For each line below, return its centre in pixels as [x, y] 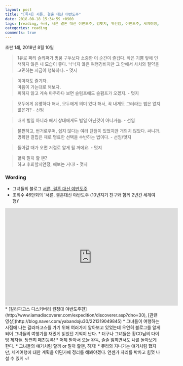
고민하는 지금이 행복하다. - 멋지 [47, 70]
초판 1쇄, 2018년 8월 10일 [30, 47]
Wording [16, 177]
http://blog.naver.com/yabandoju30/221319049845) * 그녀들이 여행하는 [88, 321]
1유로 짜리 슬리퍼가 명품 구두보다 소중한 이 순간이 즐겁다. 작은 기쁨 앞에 [85, 58]
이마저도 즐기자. [32, 81]
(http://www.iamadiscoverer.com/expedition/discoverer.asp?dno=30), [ [77, 315]
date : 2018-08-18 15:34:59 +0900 [39, 19]
